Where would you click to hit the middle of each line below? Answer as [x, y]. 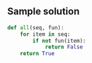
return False [64, 47]
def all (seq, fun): [36, 27]
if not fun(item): [59, 41]
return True [37, 54]
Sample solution [44, 12]
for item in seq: [45, 34]
